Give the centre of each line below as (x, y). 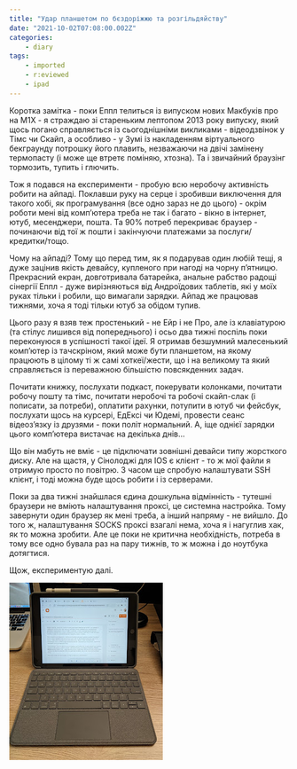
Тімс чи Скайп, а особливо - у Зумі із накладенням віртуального (132, 138)
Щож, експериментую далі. (61, 570)
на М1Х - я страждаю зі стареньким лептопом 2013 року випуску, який (144, 120)
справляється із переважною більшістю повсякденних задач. (126, 369)
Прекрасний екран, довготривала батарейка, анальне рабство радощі (143, 277)
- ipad (37, 84)
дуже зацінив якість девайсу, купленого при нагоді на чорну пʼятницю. (144, 267)
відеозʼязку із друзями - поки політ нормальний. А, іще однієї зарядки (142, 424)
